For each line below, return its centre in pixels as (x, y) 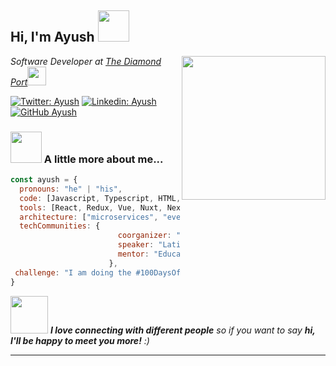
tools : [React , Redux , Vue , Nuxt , (91, 207)
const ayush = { (44, 180)
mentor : (133, 254)
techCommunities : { (60, 226)
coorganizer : (144, 236)
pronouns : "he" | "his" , (71, 189)
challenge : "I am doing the (73, 272)
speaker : (136, 245)
